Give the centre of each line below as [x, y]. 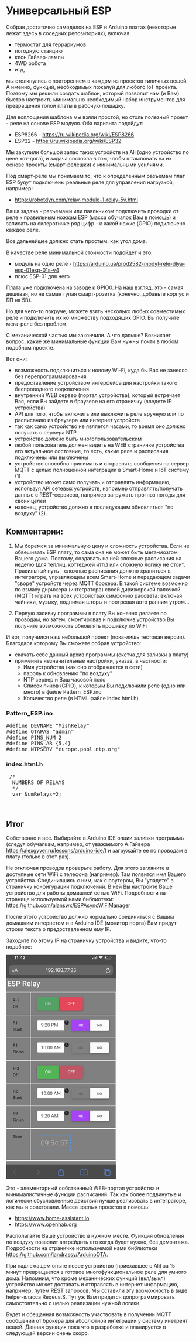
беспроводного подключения [52, 389]
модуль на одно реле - [43, 263]
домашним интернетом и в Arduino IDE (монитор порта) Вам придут [91, 923]
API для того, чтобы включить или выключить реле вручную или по [99, 413]
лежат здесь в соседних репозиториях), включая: [69, 33]
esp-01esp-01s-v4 [37, 270]
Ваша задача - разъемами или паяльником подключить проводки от [92, 211]
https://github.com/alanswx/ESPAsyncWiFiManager [68, 905]
